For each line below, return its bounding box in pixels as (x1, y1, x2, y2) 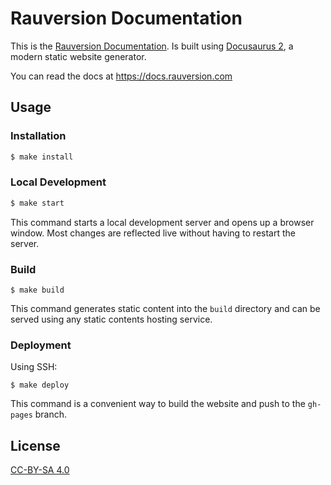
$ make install (10, 152, 74, 162)
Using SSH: (10, 361, 58, 373)
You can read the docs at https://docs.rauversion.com (10, 70, 233, 82)
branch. (34, 408, 68, 421)
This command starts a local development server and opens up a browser (10, 216, 315, 228)
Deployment (10, 338, 72, 352)
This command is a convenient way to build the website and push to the (10, 398, 306, 410)
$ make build (10, 285, 65, 295)
